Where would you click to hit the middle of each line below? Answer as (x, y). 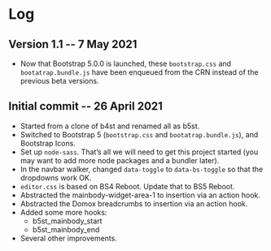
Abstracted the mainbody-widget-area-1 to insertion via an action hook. (140, 195)
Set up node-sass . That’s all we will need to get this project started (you (139, 152)
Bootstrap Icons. (48, 143)
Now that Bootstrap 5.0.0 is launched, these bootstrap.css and (126, 63)
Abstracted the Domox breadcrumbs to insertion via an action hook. (134, 203)
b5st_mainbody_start (67, 221)
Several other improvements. (69, 238)
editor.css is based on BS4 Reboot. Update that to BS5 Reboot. (127, 186)
